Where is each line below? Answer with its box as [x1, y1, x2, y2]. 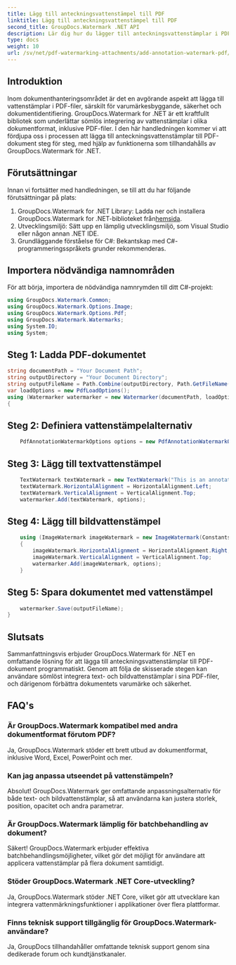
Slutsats [7, 631, 44, 643]
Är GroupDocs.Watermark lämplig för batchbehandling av [7, 819, 209, 829]
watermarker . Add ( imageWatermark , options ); [32, 560, 162, 567]
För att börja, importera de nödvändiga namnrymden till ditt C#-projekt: [7, 283, 214, 292]
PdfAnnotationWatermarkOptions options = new [20, 438, 156, 445]
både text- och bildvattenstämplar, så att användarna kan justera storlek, [7, 794, 218, 803]
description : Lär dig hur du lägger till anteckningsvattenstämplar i [7, 30, 218, 37]
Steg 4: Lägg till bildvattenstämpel [7, 516, 162, 528]
